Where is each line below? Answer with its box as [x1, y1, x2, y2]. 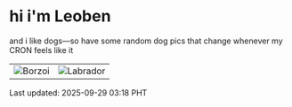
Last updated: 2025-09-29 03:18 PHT [9, 87, 148, 98]
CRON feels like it [9, 44, 74, 55]
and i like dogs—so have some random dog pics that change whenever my [9, 35, 283, 46]
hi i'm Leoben [9, 6, 111, 27]
